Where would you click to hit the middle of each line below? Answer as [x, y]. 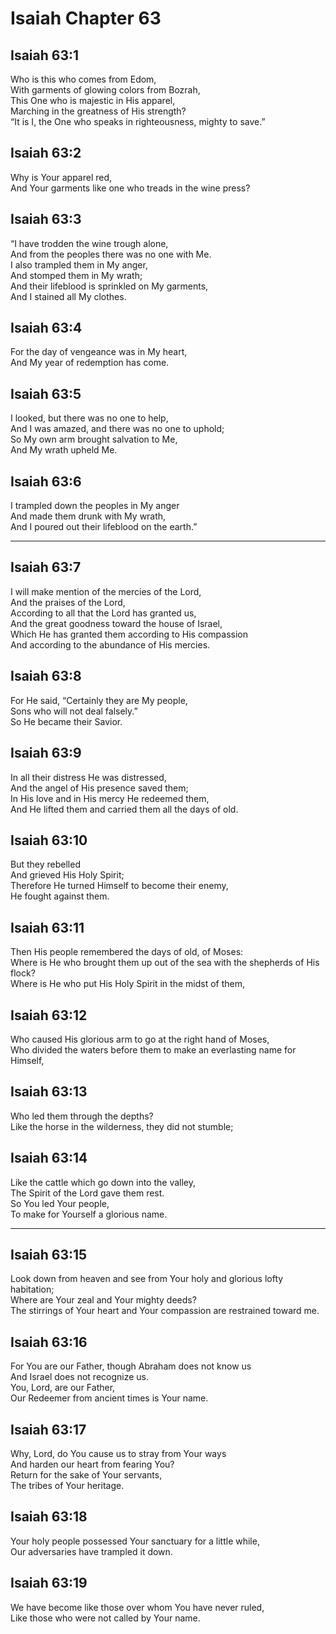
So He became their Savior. [66, 721]
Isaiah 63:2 [46, 153]
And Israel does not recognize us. [80, 1377]
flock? [23, 973]
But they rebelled [45, 864]
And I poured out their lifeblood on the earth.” [104, 527]
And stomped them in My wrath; [76, 275]
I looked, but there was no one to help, [89, 418]
